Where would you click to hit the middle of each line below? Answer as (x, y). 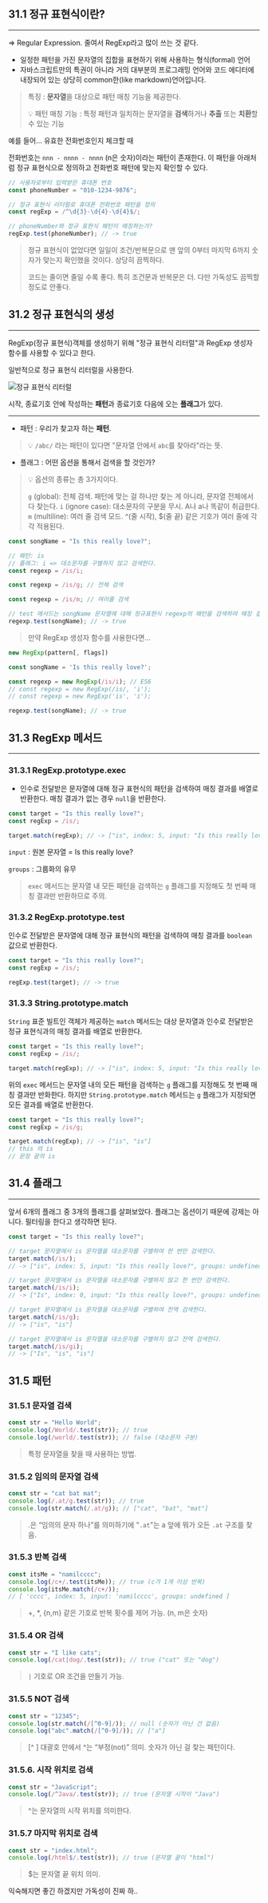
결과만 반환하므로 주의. (72, 896)
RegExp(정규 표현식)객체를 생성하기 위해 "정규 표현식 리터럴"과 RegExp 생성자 (130, 343)
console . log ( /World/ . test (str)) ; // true (78, 1430)
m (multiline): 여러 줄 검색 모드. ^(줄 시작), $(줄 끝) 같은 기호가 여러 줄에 (138, 516)
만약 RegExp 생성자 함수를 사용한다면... (89, 637)
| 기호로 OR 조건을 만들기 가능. (76, 1676)
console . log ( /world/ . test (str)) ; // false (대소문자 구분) (103, 1437)
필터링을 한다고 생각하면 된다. (71, 1221)
